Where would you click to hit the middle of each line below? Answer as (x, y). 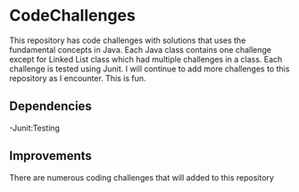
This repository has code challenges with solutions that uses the (128, 40)
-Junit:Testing (35, 128)
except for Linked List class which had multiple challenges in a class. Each (146, 59)
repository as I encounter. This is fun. (78, 78)
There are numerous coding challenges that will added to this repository (142, 177)
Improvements (50, 156)
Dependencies (50, 107)
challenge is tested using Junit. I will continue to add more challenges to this (149, 69)
